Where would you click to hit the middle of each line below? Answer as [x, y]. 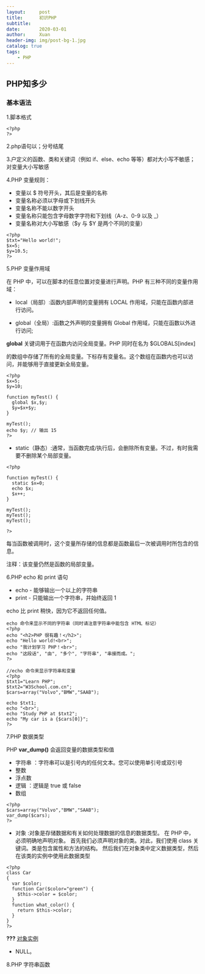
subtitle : [19, 23]
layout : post [28, 12]
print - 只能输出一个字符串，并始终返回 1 [66, 598]
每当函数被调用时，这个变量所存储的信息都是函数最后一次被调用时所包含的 [100, 544]
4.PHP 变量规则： [28, 180]
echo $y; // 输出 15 [31, 431]
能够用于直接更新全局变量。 [57, 364]
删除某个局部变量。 [50, 456]
